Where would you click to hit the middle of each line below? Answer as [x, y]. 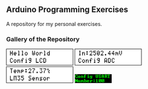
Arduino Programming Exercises [67, 10]
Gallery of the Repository [43, 39]
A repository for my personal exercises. [54, 24]
